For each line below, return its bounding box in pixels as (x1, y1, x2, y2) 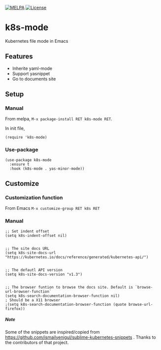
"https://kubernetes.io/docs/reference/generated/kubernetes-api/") (5, 255, 149, 260)
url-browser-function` (5, 289, 52, 294)
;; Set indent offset (5, 229, 50, 233)
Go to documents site (12, 76, 56, 82)
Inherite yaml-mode (12, 65, 53, 71)
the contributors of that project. (5, 339, 69, 345)
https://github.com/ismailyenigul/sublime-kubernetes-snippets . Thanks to (5, 334, 156, 340)
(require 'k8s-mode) (5, 135, 48, 140)
